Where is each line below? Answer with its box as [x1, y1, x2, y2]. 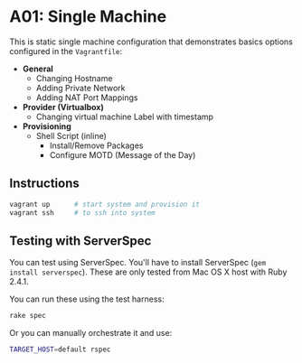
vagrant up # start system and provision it [9, 200, 201, 209]
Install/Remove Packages [49, 140, 144, 151]
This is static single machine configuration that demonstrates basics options [9, 36, 294, 47]
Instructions [9, 176, 80, 191]
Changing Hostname [35, 72, 113, 83]
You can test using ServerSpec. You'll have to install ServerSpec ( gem [9, 257, 267, 268]
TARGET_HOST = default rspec [9, 345, 111, 354]
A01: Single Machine [9, 6, 167, 27]
